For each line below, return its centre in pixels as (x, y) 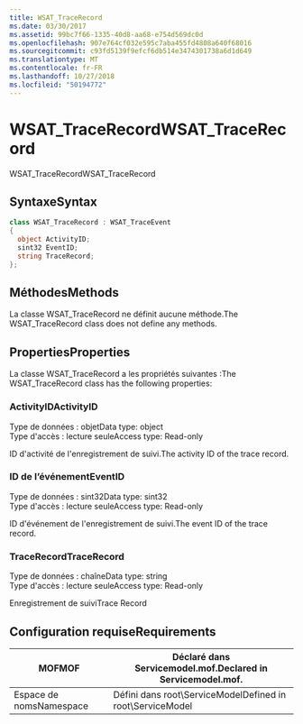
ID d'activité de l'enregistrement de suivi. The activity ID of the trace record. (149, 454)
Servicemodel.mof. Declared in (201, 668)
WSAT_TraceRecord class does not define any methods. (114, 324)
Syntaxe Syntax (53, 202)
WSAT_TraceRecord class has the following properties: (111, 383)
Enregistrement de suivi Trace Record (78, 603)
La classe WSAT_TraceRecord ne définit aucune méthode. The (124, 314)
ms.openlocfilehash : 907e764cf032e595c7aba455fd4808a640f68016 (131, 43)
